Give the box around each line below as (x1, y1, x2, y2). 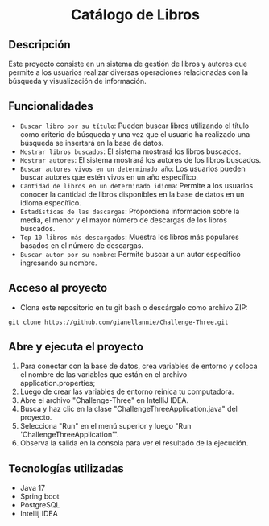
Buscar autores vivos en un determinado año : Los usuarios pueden (19, 164, 246, 173)
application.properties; (19, 379, 96, 388)
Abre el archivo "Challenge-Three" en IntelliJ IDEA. (19, 396, 189, 405)
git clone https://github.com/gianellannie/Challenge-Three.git (8, 318, 229, 326)
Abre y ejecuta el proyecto (8, 340, 143, 354)
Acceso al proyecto (8, 281, 108, 295)
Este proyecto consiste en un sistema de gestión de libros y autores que (8, 59, 248, 68)
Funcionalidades (8, 99, 94, 114)
